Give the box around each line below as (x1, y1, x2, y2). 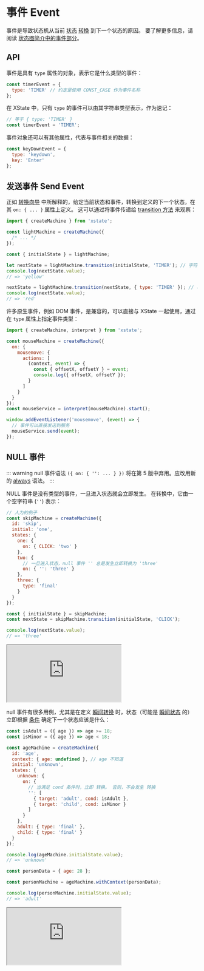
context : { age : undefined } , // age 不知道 (12, 756, 123, 762)
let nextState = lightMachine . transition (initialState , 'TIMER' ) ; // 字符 (6, 262, 198, 268)
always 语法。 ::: (13, 477, 55, 484)
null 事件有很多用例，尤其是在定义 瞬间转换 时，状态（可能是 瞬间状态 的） (6, 708, 193, 716)
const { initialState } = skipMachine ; (6, 611, 107, 617)
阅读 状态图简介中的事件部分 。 (6, 34, 83, 41)
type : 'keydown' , (12, 152, 56, 158)
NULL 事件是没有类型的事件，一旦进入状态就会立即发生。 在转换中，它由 (6, 490, 188, 497)
